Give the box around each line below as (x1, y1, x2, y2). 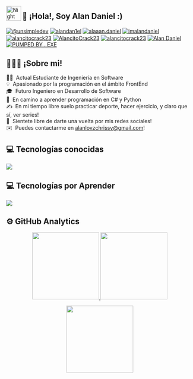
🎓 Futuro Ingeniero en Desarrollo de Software (6, 87, 121, 95)
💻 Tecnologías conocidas (6, 145, 104, 155)
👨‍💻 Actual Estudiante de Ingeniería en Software (6, 74, 124, 81)
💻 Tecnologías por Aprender (6, 181, 115, 191)
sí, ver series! (6, 111, 39, 118)
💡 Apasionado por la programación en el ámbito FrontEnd (6, 80, 148, 87)
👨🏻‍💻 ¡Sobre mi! (6, 58, 62, 68)
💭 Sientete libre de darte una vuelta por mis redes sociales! (6, 117, 152, 124)
